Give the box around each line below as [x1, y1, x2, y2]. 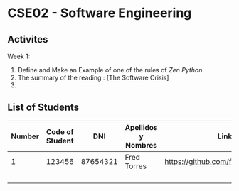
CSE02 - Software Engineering [7, 5, 192, 21]
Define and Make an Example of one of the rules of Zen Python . [17, 66, 205, 74]
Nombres [125, 140, 158, 150]
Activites [7, 33, 48, 45]
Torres [124, 161, 147, 171]
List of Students [7, 102, 80, 114]
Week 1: [7, 52, 31, 60]
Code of [46, 126, 74, 136]
